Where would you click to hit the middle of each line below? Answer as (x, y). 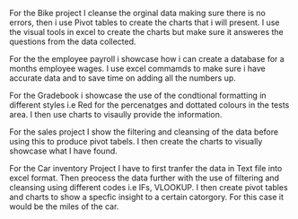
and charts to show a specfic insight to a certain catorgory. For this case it (147, 197)
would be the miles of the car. (64, 206)
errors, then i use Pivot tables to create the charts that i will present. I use (145, 22)
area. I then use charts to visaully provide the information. (116, 114)
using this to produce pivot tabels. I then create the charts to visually (136, 141)
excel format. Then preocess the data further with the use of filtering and (145, 178)
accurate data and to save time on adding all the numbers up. (123, 78)
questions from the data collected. (73, 41)
